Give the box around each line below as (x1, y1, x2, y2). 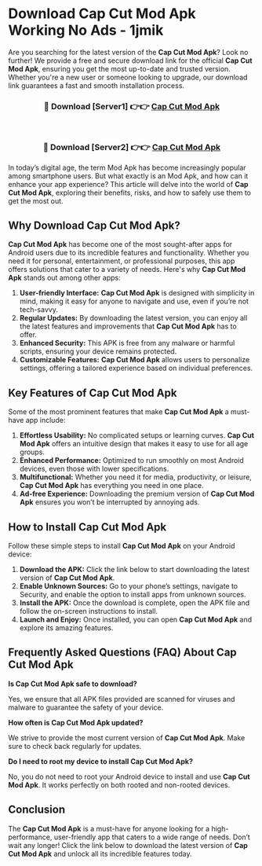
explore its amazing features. (19, 622, 114, 633)
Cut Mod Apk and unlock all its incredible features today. (8, 849, 192, 858)
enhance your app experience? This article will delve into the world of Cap (8, 179, 249, 189)
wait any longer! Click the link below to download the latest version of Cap (8, 840, 249, 849)
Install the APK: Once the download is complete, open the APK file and (19, 598, 250, 607)
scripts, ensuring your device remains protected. (19, 347, 177, 356)
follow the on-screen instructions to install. (19, 606, 158, 615)
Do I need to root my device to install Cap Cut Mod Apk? (8, 756, 194, 766)
